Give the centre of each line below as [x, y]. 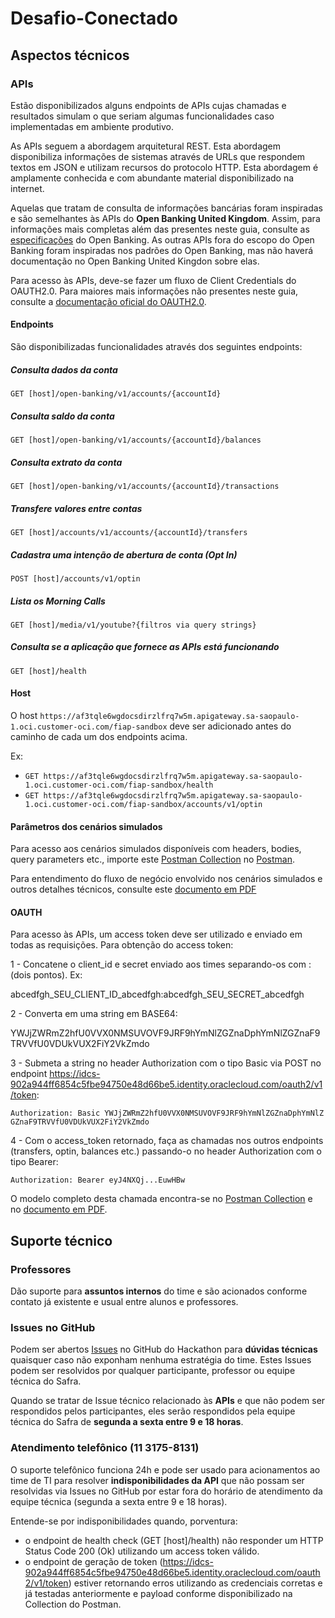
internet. [27, 188]
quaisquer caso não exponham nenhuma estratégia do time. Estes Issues [161, 1360]
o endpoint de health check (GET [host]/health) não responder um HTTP [174, 1540]
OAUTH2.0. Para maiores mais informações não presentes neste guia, [154, 291]
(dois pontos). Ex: [46, 975]
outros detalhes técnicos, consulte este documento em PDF [133, 889]
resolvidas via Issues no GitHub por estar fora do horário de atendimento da [166, 1491]
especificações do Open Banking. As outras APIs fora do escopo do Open [162, 239]
